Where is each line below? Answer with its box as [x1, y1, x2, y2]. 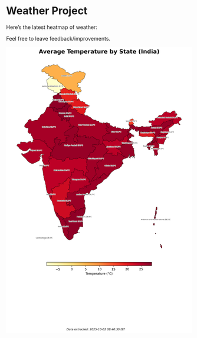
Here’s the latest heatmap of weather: [6, 24, 97, 31]
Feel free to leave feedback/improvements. [6, 35, 111, 42]
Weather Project [6, 4, 88, 18]
